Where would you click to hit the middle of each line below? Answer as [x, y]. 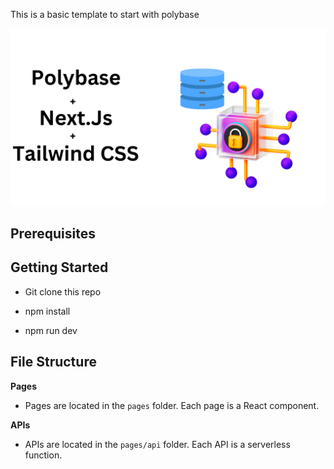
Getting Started [59, 267]
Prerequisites [53, 233]
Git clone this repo [63, 291]
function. [43, 455]
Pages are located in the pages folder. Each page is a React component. [172, 405]
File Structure [53, 362]
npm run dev [51, 330]
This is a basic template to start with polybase [105, 14]
